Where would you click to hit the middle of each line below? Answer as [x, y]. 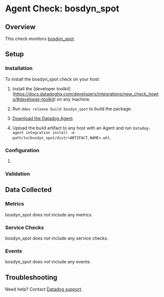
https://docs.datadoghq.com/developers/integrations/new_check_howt [86, 94]
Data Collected [28, 190]
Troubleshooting [31, 277]
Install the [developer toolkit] [41, 88]
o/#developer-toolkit [33, 99]
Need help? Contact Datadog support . [44, 289]
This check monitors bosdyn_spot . [40, 39]
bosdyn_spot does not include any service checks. [57, 238]
